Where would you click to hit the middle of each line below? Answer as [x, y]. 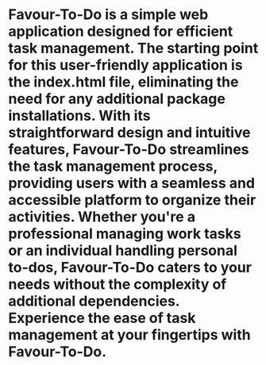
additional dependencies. [94, 301]
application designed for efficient [121, 31]
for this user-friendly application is [126, 65]
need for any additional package [117, 99]
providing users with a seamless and [132, 183]
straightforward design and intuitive [130, 133]
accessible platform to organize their [132, 200]
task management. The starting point [133, 48]
